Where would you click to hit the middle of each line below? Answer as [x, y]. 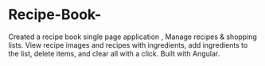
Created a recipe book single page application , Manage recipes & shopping [132, 37]
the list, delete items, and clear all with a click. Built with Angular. [114, 53]
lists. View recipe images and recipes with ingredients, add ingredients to [128, 45]
